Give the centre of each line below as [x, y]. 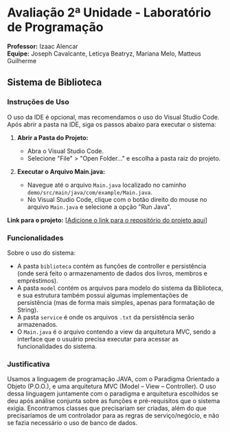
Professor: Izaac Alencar [43, 46]
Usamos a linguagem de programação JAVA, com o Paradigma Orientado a [113, 379]
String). [28, 310]
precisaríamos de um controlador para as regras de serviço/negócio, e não [113, 416]
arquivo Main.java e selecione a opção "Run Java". [99, 207]
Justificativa [28, 364]
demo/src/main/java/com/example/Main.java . [90, 192]
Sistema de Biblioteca [55, 83]
